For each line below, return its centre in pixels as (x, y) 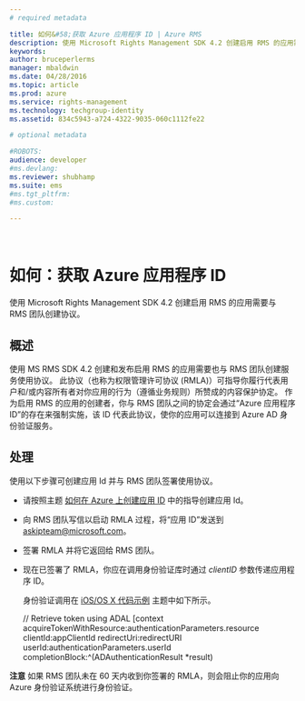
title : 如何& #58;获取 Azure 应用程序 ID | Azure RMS (106, 34)
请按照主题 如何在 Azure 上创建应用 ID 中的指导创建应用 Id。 (135, 500)
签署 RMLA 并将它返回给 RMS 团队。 (91, 550)
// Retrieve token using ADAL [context (93, 618)
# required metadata (49, 18)
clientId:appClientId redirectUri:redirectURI (102, 637)
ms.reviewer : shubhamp (52, 177)
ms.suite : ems (36, 185)
